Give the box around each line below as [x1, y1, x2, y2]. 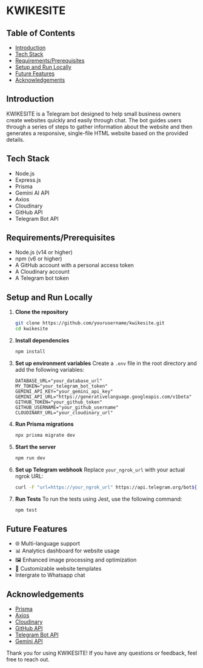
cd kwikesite [15, 326, 48, 332]
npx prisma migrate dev [15, 432, 76, 438]
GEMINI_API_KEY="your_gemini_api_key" [15, 388, 113, 394]
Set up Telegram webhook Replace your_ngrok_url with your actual [15, 466, 185, 473]
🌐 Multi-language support [15, 540, 81, 548]
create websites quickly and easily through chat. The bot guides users [6, 116, 182, 124]
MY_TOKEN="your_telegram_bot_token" [15, 383, 108, 389]
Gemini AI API [15, 189, 50, 197]
